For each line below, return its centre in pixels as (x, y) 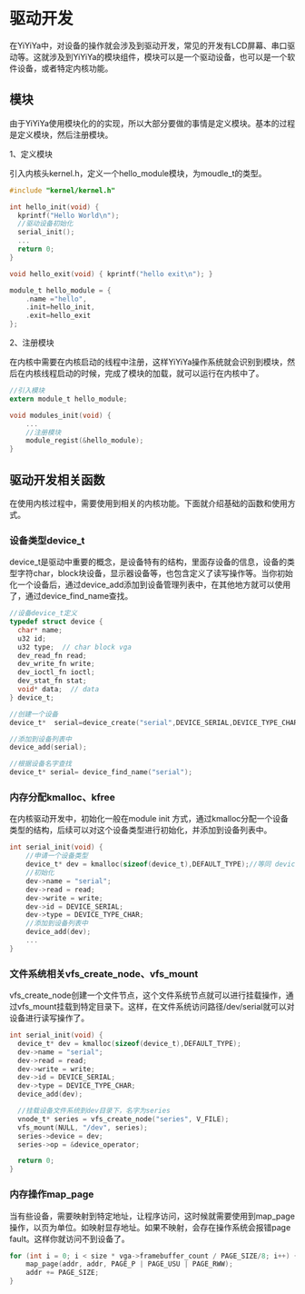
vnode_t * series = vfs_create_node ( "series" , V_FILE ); (123, 1119)
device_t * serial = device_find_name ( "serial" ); (101, 772)
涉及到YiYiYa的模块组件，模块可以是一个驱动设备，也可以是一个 (168, 56)
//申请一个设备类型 (57, 856)
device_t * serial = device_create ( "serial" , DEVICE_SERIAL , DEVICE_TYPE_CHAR (154, 722)
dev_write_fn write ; (56, 664)
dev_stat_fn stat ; (53, 681)
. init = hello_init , (60, 307)
